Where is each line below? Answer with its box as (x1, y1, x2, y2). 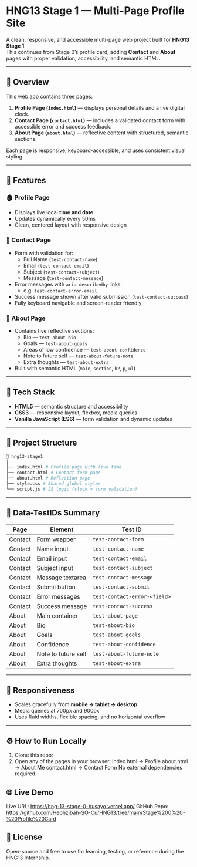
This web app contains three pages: (6, 93, 93, 100)
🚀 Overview (6, 77, 49, 87)
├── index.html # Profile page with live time (6, 464, 122, 470)
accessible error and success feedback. (14, 123, 112, 130)
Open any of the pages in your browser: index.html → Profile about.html (14, 758, 188, 765)
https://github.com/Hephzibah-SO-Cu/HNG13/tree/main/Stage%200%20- (6, 809, 186, 817)
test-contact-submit (93, 583, 150, 591)
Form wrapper (36, 535, 76, 544)
